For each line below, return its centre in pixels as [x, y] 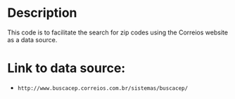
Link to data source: [66, 68]
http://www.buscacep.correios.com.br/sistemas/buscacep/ [103, 88]
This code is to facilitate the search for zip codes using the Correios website [118, 32]
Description [42, 13]
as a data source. [32, 39]
